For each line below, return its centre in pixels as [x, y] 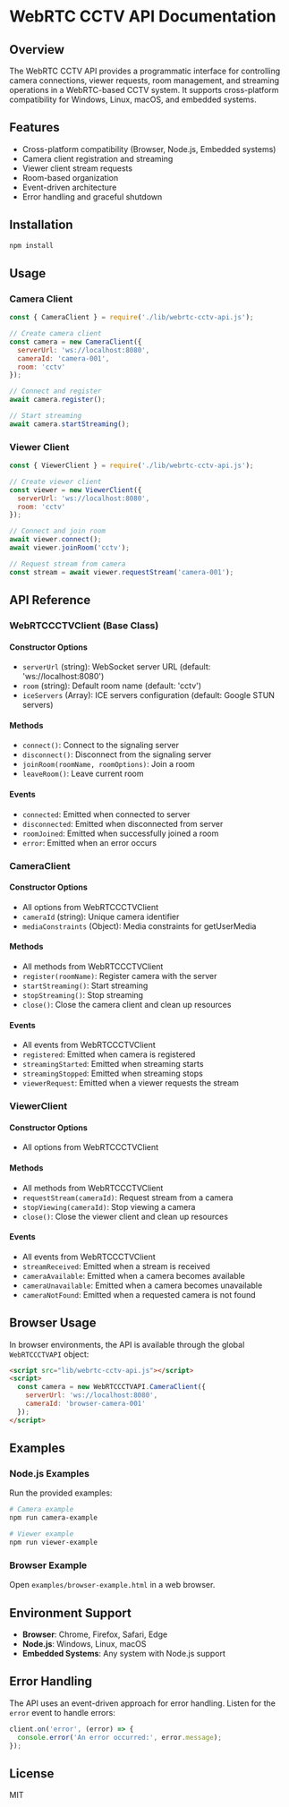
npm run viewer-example [54, 1542]
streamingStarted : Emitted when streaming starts [113, 1064]
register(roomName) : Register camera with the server [119, 976]
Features [34, 128]
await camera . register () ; [57, 400]
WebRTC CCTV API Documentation [143, 17]
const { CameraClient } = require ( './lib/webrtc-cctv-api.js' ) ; [132, 318]
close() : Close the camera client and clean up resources [127, 1004]
